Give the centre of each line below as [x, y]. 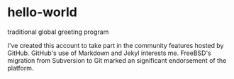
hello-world [43, 12]
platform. [21, 68]
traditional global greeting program [58, 32]
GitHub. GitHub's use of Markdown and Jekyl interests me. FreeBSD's [109, 53]
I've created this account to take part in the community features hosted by [116, 45]
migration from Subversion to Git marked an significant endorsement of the [117, 60]
